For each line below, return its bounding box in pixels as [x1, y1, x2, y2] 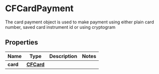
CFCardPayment [5, 3, 74, 14]
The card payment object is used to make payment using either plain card [5, 19, 154, 25]
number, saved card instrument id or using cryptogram [5, 24, 116, 30]
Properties [5, 38, 38, 47]
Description [49, 53, 78, 59]
